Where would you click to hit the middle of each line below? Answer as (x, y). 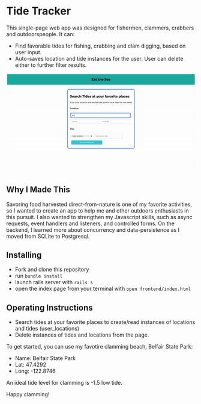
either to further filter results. (51, 65)
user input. (28, 52)
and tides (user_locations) (47, 329)
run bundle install (39, 276)
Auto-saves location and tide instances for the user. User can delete (99, 58)
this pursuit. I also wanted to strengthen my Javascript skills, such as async (100, 217)
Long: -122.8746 (35, 371)
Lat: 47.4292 (31, 365)
